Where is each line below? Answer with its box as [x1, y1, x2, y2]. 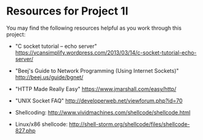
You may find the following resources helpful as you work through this [6, 24, 182, 32]
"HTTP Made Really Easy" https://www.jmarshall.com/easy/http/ [15, 85, 176, 92]
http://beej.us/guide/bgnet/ [15, 73, 84, 81]
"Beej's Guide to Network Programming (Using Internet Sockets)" [15, 67, 179, 74]
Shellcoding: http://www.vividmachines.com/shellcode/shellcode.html [15, 108, 191, 116]
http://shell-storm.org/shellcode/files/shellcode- [69, 120, 190, 128]
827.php [15, 127, 36, 134]
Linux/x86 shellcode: [15, 120, 68, 128]
